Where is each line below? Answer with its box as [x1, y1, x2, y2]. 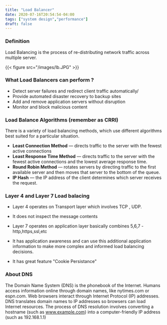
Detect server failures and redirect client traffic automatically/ [12, 88, 139, 94]
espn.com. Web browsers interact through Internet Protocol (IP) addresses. [5, 293, 160, 299]
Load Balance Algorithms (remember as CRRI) [5, 116, 119, 123]
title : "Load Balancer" [5, 7, 55, 12]
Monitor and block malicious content [12, 103, 88, 110]
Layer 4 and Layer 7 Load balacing [5, 192, 90, 199]
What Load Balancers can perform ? [5, 76, 94, 83]
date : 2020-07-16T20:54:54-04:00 [5, 12, 75, 17]
